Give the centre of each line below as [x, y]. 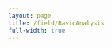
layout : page [30, 16]
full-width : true [37, 30]
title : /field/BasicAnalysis [56, 23]
